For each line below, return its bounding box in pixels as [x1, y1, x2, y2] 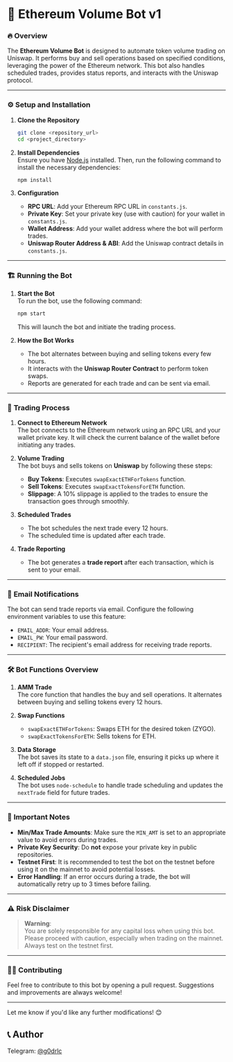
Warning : [24, 919, 52, 928]
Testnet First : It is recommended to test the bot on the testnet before [17, 857, 215, 866]
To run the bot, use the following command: [17, 296, 142, 305]
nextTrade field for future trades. [17, 789, 110, 797]
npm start [17, 310, 46, 317]
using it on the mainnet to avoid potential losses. [17, 865, 156, 873]
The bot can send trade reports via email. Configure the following [7, 605, 194, 613]
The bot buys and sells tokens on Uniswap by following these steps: [17, 461, 213, 470]
